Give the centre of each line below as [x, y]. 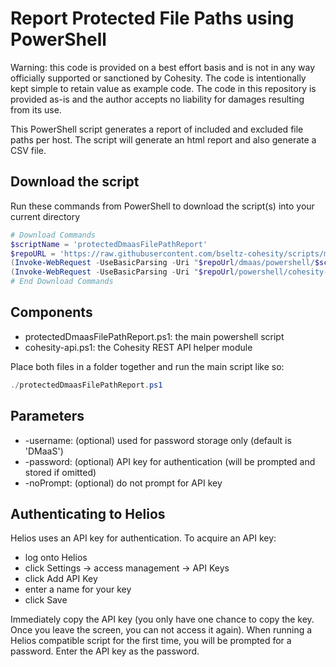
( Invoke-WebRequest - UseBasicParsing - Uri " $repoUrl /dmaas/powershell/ [162, 263]
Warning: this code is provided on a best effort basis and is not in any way [163, 67]
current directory [45, 216]
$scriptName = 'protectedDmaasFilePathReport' [109, 244]
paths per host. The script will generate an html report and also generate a [163, 139]
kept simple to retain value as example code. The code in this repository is [163, 88]
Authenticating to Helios [88, 513]
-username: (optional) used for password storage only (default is [158, 440]
